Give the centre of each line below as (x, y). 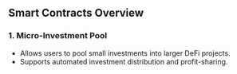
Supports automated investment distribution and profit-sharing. (124, 61)
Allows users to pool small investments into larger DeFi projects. (125, 53)
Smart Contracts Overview (76, 13)
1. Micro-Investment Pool (58, 36)
